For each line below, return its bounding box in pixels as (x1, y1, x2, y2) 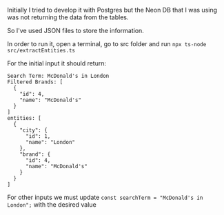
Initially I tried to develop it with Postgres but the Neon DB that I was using (7, 6, 218, 14)
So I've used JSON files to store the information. (7, 27, 145, 34)
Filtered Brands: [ (7, 79, 63, 85)
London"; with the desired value (7, 201, 96, 209)
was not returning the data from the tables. (7, 13, 129, 21)
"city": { (19, 127, 48, 134)
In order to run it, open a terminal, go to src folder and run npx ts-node (7, 40, 207, 48)
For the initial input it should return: (7, 59, 107, 68)
